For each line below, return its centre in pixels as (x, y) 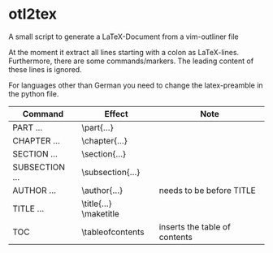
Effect (116, 114)
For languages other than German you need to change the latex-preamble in (136, 85)
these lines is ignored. (45, 69)
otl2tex (33, 14)
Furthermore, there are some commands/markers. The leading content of (131, 61)
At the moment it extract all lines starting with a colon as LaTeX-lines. (124, 52)
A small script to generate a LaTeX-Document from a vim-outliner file (123, 36)
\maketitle (100, 213)
